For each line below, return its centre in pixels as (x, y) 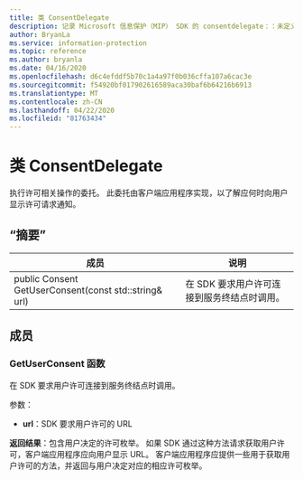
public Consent (46, 278)
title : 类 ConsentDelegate (60, 18)
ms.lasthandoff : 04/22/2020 (62, 110)
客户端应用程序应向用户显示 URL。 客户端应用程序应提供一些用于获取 (153, 454)
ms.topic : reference (48, 52)
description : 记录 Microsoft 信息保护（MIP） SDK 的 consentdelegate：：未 (147, 26)
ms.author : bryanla (46, 60)
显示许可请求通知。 (45, 204)
